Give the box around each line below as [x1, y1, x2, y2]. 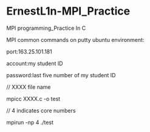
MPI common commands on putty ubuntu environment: [6, 36, 145, 43]
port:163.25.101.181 [6, 47, 53, 55]
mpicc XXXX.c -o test [6, 95, 61, 102]
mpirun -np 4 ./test [6, 119, 53, 126]
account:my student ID [6, 60, 63, 67]
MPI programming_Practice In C [6, 24, 86, 32]
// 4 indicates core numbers [6, 106, 76, 114]
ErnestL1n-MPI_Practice [6, 4, 131, 18]
